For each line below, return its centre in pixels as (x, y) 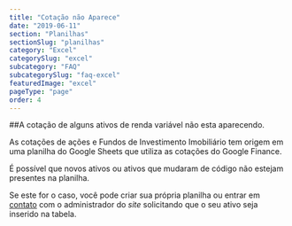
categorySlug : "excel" (51, 58)
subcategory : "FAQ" (45, 67)
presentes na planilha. (50, 178)
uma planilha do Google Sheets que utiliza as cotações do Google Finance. (146, 152)
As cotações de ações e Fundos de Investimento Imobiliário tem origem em (146, 142)
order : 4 (25, 100)
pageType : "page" (41, 91)
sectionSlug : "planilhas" (57, 42)
